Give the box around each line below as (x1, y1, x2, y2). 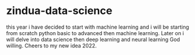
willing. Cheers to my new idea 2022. (6, 42, 97, 49)
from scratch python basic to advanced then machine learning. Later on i (6, 29, 184, 36)
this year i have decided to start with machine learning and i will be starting (6, 23, 190, 30)
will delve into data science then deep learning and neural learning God (6, 36, 180, 43)
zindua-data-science (6, 4, 113, 18)
